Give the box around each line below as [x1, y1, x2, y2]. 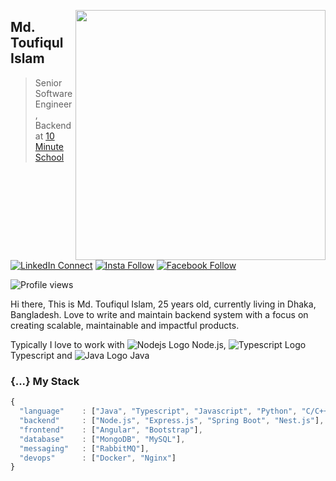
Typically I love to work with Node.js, [10, 339, 227, 350]
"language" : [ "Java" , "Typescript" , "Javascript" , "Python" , [19, 406, 298, 417]
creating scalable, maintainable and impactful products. [10, 320, 240, 331]
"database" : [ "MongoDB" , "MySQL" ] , [19, 434, 186, 444]
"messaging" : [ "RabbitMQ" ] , [19, 443, 150, 454]
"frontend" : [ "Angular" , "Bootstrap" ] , [19, 425, 203, 435]
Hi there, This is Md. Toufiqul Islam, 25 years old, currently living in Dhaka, [10, 298, 317, 310]
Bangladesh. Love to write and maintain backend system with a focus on [10, 309, 309, 320]
